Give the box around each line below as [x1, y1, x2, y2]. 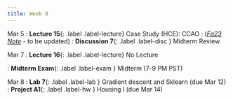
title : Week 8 [7, 10, 49, 17]
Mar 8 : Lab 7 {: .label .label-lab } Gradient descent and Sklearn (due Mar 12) [7, 78, 227, 86]
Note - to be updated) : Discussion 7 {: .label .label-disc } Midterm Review [7, 36, 220, 45]
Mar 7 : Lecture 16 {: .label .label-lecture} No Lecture [7, 50, 159, 59]
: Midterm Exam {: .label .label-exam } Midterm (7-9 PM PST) [7, 64, 183, 72]
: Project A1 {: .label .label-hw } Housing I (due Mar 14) [7, 85, 164, 93]
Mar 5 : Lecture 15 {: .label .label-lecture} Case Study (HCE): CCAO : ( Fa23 [7, 29, 222, 38]
